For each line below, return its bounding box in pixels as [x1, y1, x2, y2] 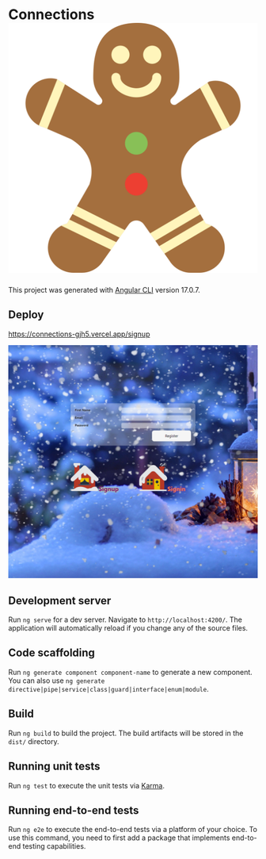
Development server [8, 593, 112, 608]
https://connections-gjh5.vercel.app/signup [8, 329, 150, 339]
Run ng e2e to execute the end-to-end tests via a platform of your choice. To [8, 825, 258, 834]
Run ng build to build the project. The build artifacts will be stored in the [8, 728, 244, 738]
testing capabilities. [22, 842, 86, 851]
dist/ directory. [8, 736, 59, 746]
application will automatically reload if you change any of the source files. [8, 623, 248, 633]
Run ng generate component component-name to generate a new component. [8, 667, 253, 677]
